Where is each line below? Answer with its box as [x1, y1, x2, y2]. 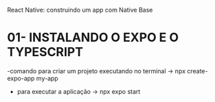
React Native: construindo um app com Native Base [7, 6, 153, 14]
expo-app [7, 74, 35, 82]
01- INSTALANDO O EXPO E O [7, 30, 179, 45]
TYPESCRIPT [7, 44, 84, 60]
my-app [36, 74, 58, 82]
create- [186, 66, 208, 75]
